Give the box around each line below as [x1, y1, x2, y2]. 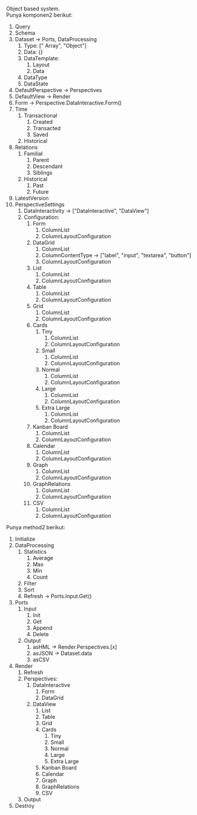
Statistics [23, 548, 47, 555]
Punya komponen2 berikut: [6, 11, 73, 19]
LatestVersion [14, 194, 49, 202]
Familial [23, 150, 43, 157]
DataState [23, 80, 49, 87]
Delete [32, 631, 49, 637]
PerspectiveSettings [14, 201, 64, 208]
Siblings [32, 169, 53, 176]
